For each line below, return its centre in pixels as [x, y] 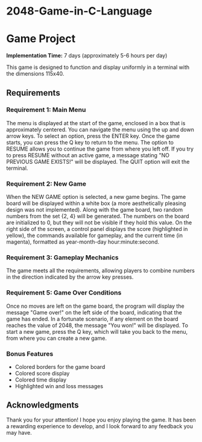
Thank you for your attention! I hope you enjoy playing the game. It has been [101, 420]
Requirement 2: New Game [46, 184]
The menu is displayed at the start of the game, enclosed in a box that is [96, 123]
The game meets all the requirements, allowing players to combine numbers [100, 271]
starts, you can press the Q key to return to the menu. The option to [90, 142]
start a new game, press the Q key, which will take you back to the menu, [97, 331]
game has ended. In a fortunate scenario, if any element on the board [93, 319]
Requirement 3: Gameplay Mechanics [62, 258]
